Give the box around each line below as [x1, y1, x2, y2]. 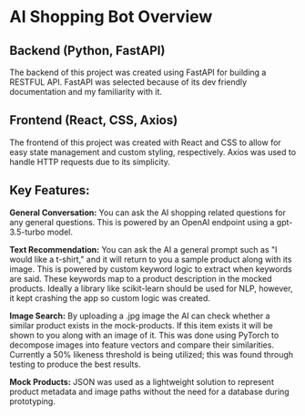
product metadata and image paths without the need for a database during [9, 386, 290, 397]
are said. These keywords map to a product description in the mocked [9, 273, 272, 284]
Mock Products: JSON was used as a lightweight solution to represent [9, 376, 275, 387]
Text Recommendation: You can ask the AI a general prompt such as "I [9, 244, 278, 255]
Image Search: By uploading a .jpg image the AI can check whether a [9, 310, 270, 321]
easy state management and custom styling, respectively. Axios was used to [9, 146, 297, 157]
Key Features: [9, 182, 90, 198]
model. [46, 226, 73, 237]
